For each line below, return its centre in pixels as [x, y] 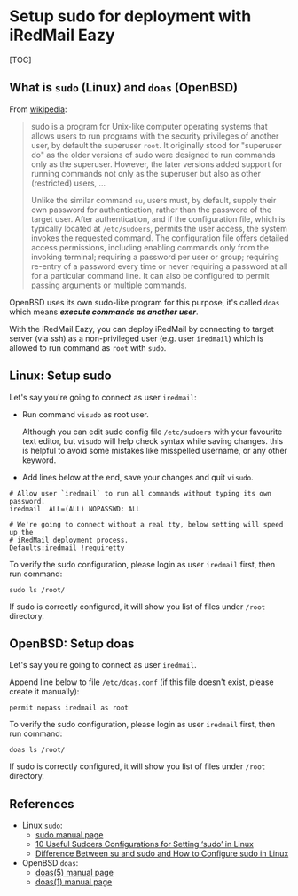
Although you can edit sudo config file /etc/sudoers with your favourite [152, 432]
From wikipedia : [39, 109]
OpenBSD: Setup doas [72, 643]
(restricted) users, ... [68, 183]
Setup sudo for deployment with [130, 16]
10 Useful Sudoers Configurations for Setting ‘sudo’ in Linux [145, 844]
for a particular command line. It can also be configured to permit [150, 275]
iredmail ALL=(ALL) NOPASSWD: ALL [75, 509]
